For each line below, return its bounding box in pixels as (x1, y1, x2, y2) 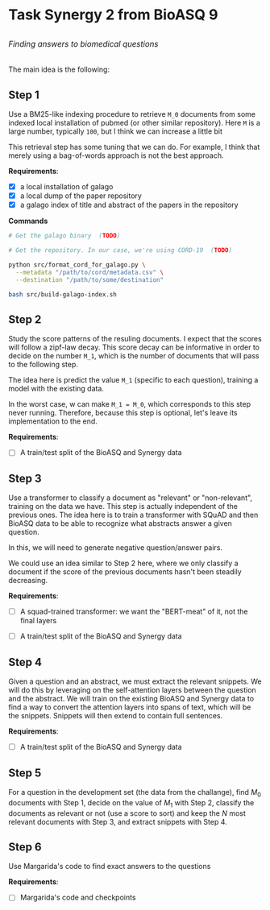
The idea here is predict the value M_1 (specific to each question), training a (8, 375, 259, 385)
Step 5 (8, 766, 42, 780)
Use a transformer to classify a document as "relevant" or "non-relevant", (8, 493, 252, 503)
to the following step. (8, 360, 79, 370)
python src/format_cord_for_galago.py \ (8, 260, 147, 269)
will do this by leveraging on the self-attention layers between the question (8, 685, 256, 695)
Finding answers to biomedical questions (8, 39, 159, 50)
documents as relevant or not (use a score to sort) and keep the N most (8, 808, 246, 818)
